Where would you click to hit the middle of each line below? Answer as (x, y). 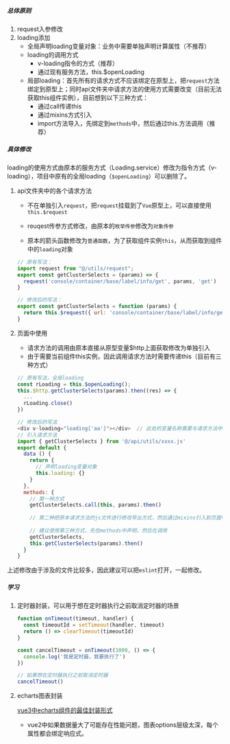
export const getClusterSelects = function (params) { (97, 306)
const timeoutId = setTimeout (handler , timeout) (94, 625)
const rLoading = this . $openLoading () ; (74, 384)
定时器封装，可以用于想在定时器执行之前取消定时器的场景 (98, 606)
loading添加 (34, 37)
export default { (42, 447)
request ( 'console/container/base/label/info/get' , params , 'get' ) (120, 281)
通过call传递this (60, 106)
